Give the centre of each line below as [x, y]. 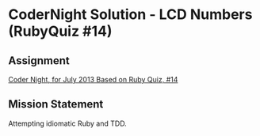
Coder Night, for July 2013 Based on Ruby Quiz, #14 [93, 79]
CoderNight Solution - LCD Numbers [130, 15]
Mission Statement [56, 104]
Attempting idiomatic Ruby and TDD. [67, 123]
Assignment [39, 60]
